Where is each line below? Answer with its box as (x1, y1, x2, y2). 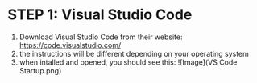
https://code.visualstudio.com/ (19, 40, 122, 49)
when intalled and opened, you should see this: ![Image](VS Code (19, 57, 238, 67)
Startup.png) (19, 65, 62, 75)
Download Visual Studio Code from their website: (19, 32, 183, 41)
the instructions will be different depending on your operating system (19, 49, 249, 58)
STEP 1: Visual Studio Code (7, 6, 193, 24)
